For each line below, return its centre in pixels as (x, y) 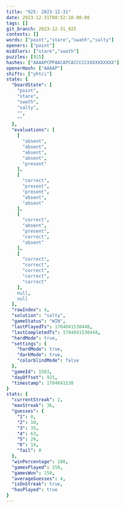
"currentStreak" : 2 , (37, 400)
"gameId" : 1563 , (32, 372)
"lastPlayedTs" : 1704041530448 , (52, 327)
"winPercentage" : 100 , (40, 461)
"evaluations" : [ (33, 130)
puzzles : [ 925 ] (25, 57)
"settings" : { (29, 344)
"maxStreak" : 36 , (33, 406)
